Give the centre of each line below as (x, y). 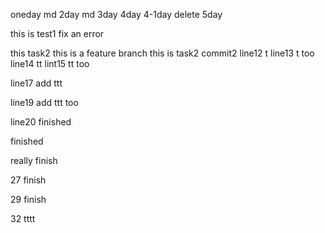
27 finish (28, 180)
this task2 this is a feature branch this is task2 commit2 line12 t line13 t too (162, 53)
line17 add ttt (36, 83)
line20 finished (41, 122)
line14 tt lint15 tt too (50, 63)
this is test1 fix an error (57, 33)
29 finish (28, 199)
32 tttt (23, 218)
